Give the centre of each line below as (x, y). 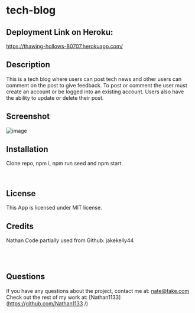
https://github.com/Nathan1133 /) (48, 303)
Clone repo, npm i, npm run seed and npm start (64, 164)
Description (28, 65)
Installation (27, 149)
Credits (20, 226)
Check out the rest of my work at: (47, 297)
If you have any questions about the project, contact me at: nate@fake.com (98, 291)
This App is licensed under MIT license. (54, 208)
